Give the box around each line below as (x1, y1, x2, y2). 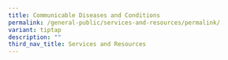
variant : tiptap (8, 26, 62, 34)
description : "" (8, 33, 62, 41)
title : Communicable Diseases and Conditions (8, 11, 160, 19)
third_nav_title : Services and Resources (8, 41, 147, 48)
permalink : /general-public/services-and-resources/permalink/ (8, 19, 221, 26)
